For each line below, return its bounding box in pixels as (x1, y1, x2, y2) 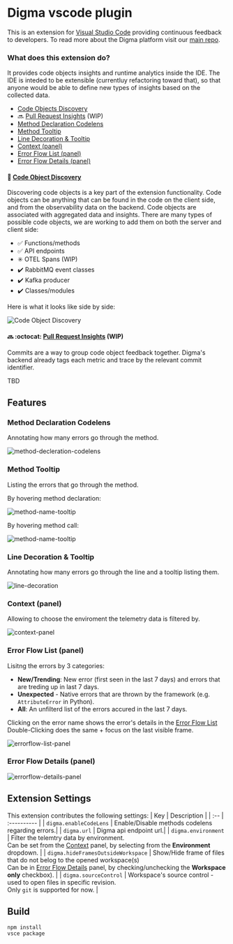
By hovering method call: (7, 521, 79, 529)
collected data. (7, 91, 50, 99)
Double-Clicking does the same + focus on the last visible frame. (7, 725, 194, 734)
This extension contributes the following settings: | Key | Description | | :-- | (7, 811, 224, 820)
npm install (7, 924, 42, 931)
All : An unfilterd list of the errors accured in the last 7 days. (17, 705, 188, 713)
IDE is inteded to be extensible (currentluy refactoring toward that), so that (7, 76, 221, 84)
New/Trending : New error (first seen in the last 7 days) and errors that (17, 675, 220, 684)
